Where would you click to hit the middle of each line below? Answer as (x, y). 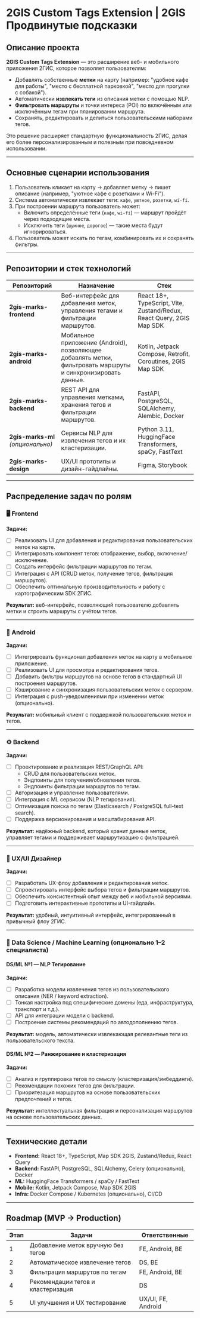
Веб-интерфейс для (90, 296)
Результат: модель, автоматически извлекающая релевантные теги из (97, 1034)
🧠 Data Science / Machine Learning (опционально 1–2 (86, 942)
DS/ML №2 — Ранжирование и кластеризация (66, 1054)
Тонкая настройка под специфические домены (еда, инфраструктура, (104, 1002)
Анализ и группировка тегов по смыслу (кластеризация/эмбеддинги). (104, 1079)
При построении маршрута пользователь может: (78, 206)
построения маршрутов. (46, 683)
